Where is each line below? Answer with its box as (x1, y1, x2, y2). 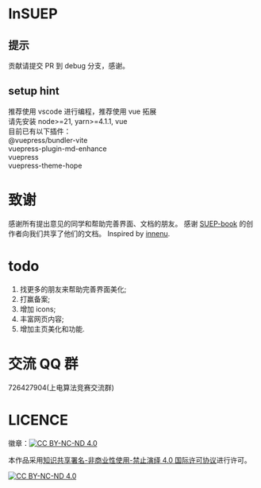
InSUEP (8, 5, 58, 23)
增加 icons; (19, 304, 56, 314)
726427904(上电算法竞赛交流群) (8, 382, 115, 392)
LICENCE (8, 411, 69, 429)
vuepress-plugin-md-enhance (8, 144, 107, 153)
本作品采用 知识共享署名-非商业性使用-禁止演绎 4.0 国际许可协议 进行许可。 (8, 455, 251, 465)
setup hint (8, 84, 59, 98)
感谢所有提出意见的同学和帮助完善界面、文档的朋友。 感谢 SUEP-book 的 (8, 219, 247, 228)
